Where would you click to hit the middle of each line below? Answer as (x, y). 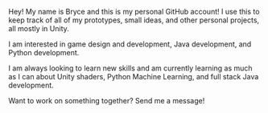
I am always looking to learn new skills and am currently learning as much (130, 68)
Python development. (44, 52)
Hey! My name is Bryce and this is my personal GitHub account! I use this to (134, 12)
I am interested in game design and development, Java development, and (130, 44)
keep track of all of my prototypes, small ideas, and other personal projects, (134, 20)
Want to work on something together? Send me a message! (107, 101)
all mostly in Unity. (39, 28)
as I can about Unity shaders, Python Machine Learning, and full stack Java (134, 77)
